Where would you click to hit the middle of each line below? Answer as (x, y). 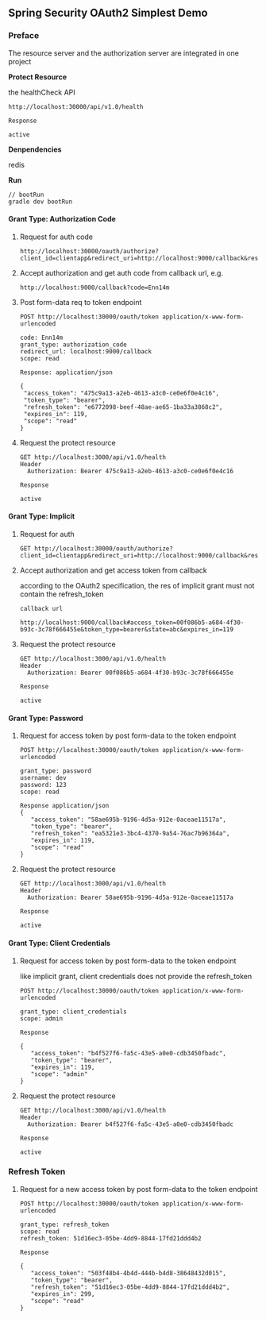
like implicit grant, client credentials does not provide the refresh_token (136, 976)
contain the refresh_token (62, 594)
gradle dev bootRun (40, 202)
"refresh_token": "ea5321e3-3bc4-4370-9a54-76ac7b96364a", (130, 834)
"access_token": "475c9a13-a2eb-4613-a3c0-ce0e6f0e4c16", (121, 393)
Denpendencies (35, 149)
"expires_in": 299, (63, 1294)
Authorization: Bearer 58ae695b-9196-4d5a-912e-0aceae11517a (131, 898)
